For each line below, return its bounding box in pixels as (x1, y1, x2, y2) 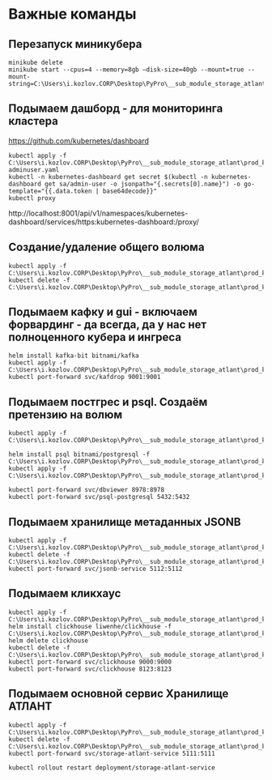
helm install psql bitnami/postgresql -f (8, 450, 151, 458)
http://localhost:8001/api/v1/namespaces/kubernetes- (8, 208, 189, 218)
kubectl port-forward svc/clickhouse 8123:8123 (8, 665, 172, 673)
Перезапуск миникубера (8, 37, 142, 51)
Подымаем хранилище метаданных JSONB (8, 515, 241, 529)
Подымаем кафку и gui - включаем (8, 305, 198, 319)
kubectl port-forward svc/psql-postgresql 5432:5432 (8, 493, 190, 501)
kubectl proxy (8, 194, 57, 202)
